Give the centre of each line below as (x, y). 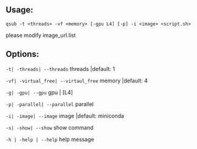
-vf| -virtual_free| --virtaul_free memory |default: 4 (77, 81)
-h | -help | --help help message (50, 139)
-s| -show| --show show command (50, 127)
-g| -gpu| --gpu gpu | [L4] (40, 92)
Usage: (20, 10)
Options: (22, 54)
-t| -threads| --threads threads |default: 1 (60, 68)
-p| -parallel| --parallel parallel (50, 104)
